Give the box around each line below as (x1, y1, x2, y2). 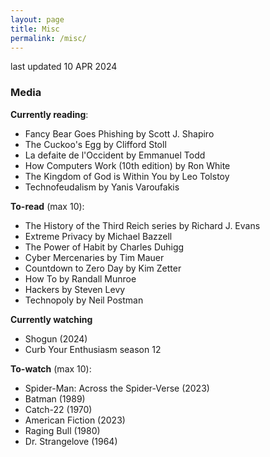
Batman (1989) (24, 392, 86, 405)
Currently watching (10, 313, 93, 325)
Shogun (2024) (24, 332, 88, 345)
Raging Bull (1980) (24, 424, 101, 436)
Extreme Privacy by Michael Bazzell (24, 230, 173, 242)
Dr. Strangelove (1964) (24, 435, 118, 447)
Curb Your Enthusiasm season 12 (24, 343, 162, 355)
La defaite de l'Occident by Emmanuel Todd (24, 149, 206, 161)
